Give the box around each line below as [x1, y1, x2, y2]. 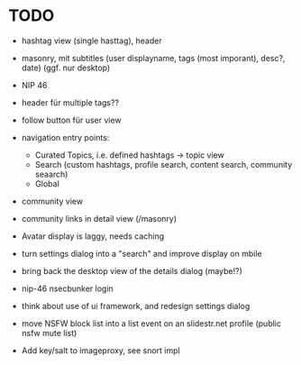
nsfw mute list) [21, 327, 78, 338]
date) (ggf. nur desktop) [21, 62, 111, 73]
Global [34, 178, 59, 189]
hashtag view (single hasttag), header [21, 35, 163, 46]
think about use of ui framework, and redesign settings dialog [21, 300, 251, 311]
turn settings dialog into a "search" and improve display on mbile [21, 248, 262, 259]
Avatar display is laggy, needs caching [21, 231, 165, 242]
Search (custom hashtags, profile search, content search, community [34, 159, 293, 169]
